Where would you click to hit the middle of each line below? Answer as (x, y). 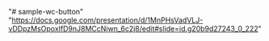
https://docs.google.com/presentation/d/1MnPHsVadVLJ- (107, 20)
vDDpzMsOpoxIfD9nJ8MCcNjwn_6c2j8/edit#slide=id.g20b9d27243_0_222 (133, 29)
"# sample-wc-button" (46, 12)
